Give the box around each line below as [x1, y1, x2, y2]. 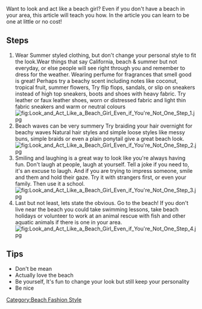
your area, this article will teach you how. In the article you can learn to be [6, 11, 190, 19]
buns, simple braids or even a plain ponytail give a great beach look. [14, 135, 185, 142]
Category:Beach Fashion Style [6, 296, 82, 303]
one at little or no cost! [6, 18, 62, 25]
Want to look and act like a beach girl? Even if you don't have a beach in [6, 5, 185, 12]
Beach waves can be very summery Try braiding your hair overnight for [14, 122, 193, 129]
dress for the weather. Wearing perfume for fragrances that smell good [14, 71, 192, 78]
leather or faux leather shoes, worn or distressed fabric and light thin [14, 96, 186, 103]
